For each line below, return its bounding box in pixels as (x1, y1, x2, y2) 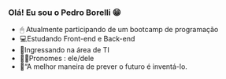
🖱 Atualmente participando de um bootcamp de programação (19, 25, 219, 34)
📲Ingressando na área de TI (19, 45, 110, 55)
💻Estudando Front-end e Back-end (19, 34, 135, 44)
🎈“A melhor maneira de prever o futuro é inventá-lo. (19, 62, 187, 71)
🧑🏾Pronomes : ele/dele (19, 54, 94, 63)
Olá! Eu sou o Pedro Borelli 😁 (8, 7, 121, 18)
